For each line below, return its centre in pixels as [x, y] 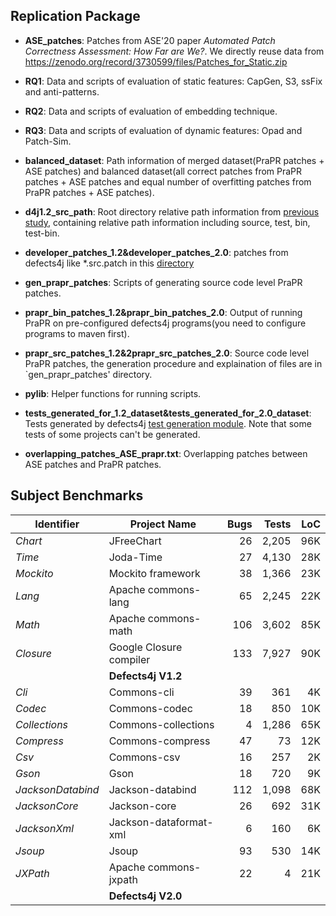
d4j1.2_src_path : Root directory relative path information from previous [172, 211]
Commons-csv [144, 757]
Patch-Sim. [48, 141]
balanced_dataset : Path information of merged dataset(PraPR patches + [174, 160]
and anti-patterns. [62, 91]
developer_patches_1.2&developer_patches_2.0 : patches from [156, 252]
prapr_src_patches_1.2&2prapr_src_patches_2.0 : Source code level [167, 353]
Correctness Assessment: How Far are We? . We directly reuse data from [174, 51]
